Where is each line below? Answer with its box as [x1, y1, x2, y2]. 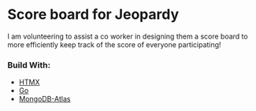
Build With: [7, 59, 51, 70]
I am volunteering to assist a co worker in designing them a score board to [7, 31, 249, 41]
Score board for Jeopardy [7, 6, 180, 24]
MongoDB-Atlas [18, 94, 71, 104]
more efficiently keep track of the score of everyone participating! [7, 39, 221, 49]
